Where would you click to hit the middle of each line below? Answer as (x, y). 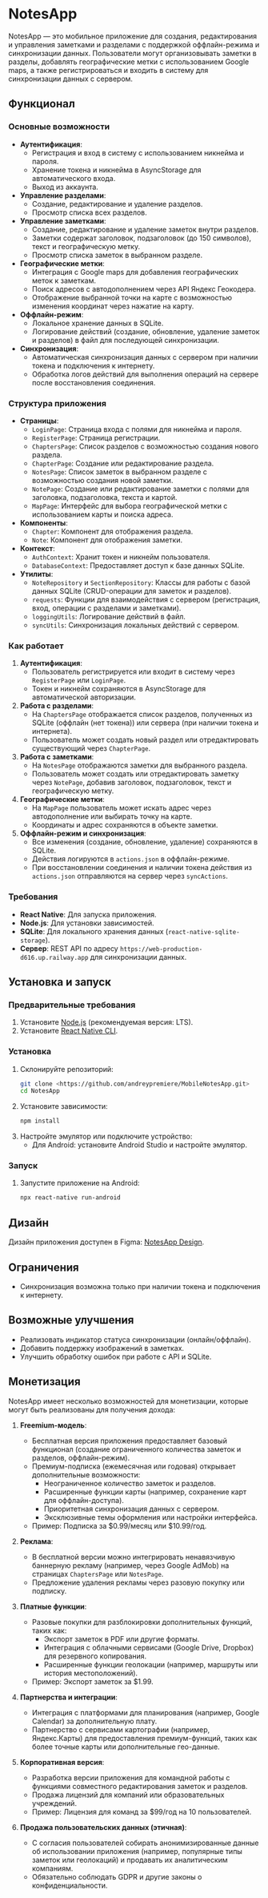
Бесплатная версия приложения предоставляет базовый (130, 1441)
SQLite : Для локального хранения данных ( (94, 931)
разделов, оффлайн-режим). (81, 1457)
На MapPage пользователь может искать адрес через (122, 808)
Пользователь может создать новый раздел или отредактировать (145, 740)
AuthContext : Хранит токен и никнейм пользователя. (121, 557)
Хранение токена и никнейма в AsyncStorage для (116, 170)
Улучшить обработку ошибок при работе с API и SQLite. (116, 1356)
